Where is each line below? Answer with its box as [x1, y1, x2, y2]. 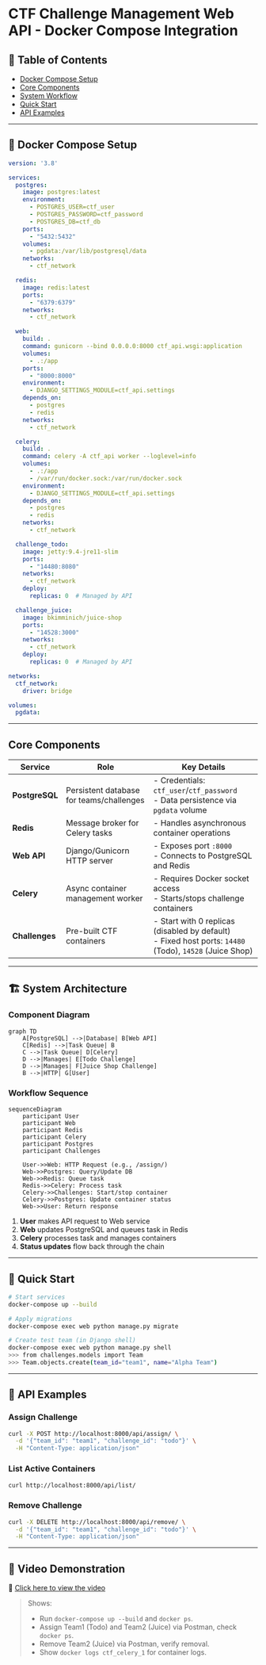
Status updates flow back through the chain [19, 1242, 165, 1251]
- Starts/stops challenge [153, 893, 245, 904]
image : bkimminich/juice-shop [22, 614, 123, 622]
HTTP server [66, 855, 113, 867]
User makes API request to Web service [19, 1216, 150, 1226]
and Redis [153, 860, 191, 871]
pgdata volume [153, 805, 207, 816]
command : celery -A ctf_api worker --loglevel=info [22, 453, 196, 461]
